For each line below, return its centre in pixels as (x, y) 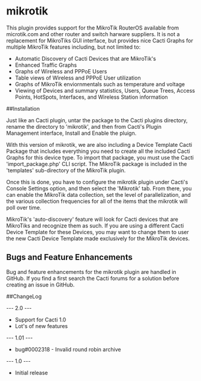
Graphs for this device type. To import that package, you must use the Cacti (100, 157)
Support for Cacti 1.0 (40, 320)
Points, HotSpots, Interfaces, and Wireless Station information (91, 97)
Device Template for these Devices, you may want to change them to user (97, 232)
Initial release (31, 373)
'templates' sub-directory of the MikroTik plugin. (66, 170)
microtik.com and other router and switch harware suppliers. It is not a (93, 34)
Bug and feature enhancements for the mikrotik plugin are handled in (91, 271)
